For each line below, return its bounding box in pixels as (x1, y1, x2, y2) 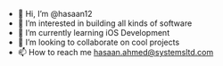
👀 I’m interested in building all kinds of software (17, 18, 193, 29)
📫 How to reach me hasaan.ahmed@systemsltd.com (17, 47, 214, 57)
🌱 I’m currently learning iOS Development (17, 28, 170, 37)
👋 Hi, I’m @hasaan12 (17, 9, 93, 19)
